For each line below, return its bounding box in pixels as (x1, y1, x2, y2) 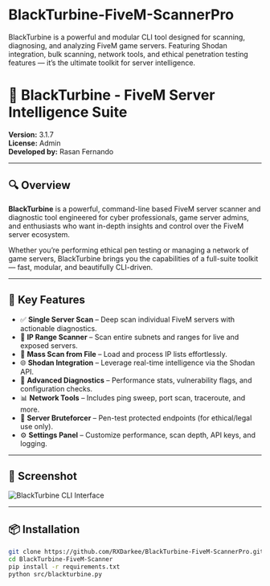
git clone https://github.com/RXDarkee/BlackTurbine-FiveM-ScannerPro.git (8, 548, 264, 556)
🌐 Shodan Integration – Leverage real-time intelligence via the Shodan (19, 358, 256, 367)
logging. (19, 438, 48, 448)
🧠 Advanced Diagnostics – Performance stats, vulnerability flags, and (19, 375, 252, 385)
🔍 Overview (8, 178, 71, 192)
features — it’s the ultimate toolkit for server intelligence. (8, 58, 195, 68)
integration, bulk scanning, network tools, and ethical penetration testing (8, 49, 249, 59)
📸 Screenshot (8, 469, 78, 483)
